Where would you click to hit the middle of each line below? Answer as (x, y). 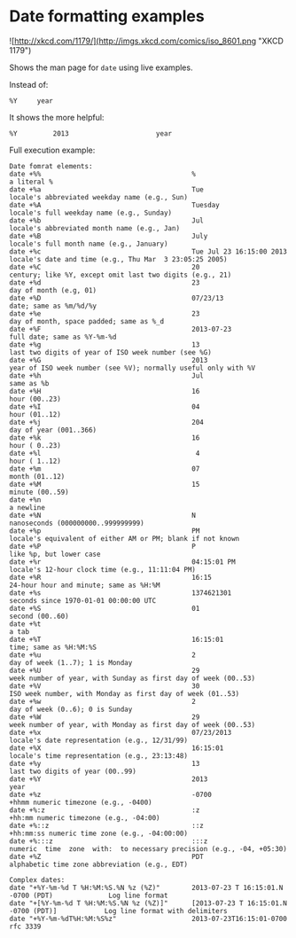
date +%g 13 (105, 344)
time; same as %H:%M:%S (53, 647)
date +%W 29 (105, 717)
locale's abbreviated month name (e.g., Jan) (94, 228)
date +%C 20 (105, 267)
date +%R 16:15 (111, 577)
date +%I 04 (105, 406)
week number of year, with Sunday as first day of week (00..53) (132, 678)
